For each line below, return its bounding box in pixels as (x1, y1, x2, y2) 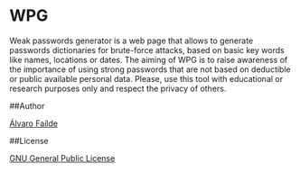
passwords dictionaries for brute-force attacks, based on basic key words (9, 44, 285, 55)
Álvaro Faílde (9, 118, 59, 129)
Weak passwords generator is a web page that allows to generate (9, 35, 254, 46)
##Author (9, 100, 45, 111)
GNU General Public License (9, 152, 116, 163)
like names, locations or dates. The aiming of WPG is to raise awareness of (9, 54, 288, 65)
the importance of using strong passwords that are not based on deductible (9, 64, 291, 75)
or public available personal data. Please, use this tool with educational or (9, 73, 283, 84)
